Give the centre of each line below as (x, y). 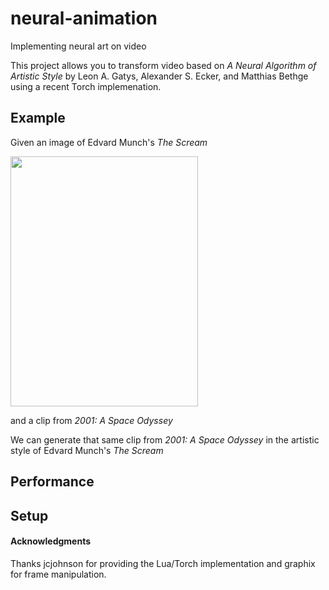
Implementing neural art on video (78, 46)
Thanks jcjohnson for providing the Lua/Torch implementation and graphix (163, 563)
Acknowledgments (51, 541)
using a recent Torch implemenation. (86, 86)
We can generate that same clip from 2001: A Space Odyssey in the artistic (165, 439)
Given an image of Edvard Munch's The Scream (109, 142)
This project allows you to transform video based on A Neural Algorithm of (163, 65)
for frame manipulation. (58, 574)
